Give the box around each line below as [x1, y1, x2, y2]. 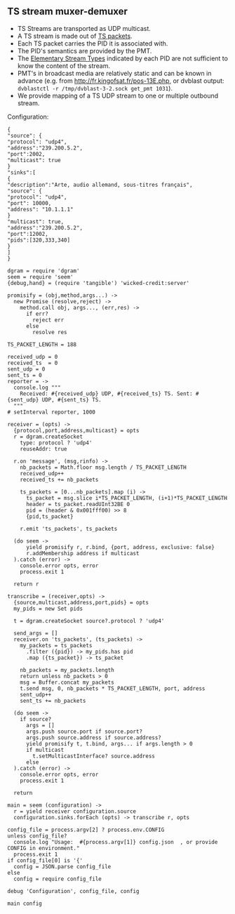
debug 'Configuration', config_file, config [7, 887, 140, 894]
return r [13, 581, 39, 588]
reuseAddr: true [20, 445, 68, 452]
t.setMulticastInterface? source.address [32, 753, 156, 760]
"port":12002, [7, 230, 49, 237]
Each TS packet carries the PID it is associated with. [17, 39, 168, 48]
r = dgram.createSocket [13, 433, 83, 440]
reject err [32, 316, 65, 324]
